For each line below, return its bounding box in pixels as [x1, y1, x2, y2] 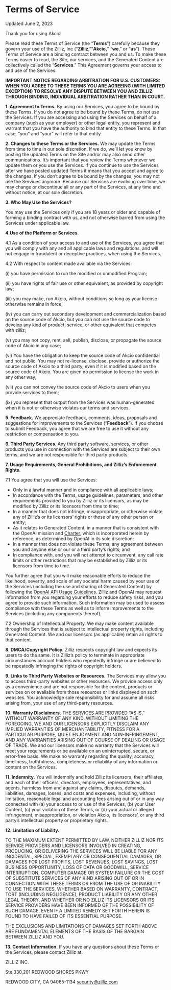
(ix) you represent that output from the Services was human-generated [5, 399, 155, 405]
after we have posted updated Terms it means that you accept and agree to [5, 167, 164, 174]
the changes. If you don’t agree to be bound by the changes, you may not [5, 173, 160, 179]
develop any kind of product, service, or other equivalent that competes [5, 322, 157, 328]
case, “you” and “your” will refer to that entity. [5, 130, 102, 136]
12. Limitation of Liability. [5, 827, 60, 833]
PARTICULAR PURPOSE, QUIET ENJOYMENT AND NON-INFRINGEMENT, [5, 731, 160, 737]
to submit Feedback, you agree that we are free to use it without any [5, 425, 149, 431]
